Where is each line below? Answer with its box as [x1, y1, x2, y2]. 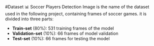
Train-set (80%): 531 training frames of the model [12, 26, 114, 31]
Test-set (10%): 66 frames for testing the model [12, 36, 110, 41]
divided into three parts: [5, 16, 54, 22]
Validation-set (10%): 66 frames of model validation [12, 31, 119, 36]
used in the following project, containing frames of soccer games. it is [5, 11, 147, 16]
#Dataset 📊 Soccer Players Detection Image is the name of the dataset [5, 4, 150, 10]
